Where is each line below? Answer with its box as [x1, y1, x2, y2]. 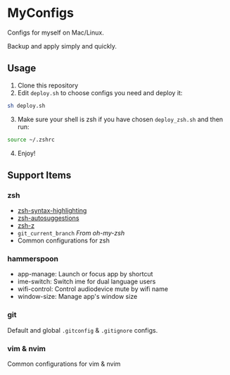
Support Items [7, 169, 72, 181]
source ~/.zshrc [7, 136, 55, 143]
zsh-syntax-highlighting [17, 207, 87, 215]
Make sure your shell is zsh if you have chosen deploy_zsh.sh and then [17, 115, 224, 123]
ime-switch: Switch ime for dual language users [17, 277, 156, 286]
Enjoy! [17, 149, 36, 157]
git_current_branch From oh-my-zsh [17, 229, 125, 238]
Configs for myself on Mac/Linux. [7, 28, 104, 37]
